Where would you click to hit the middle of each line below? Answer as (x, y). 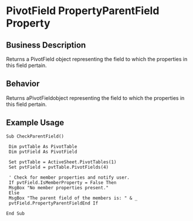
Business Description (46, 45)
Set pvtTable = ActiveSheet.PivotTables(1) (62, 162)
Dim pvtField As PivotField (43, 152)
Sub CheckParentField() (35, 136)
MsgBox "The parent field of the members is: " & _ (73, 198)
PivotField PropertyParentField (83, 11)
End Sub (16, 213)
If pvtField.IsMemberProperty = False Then (62, 183)
